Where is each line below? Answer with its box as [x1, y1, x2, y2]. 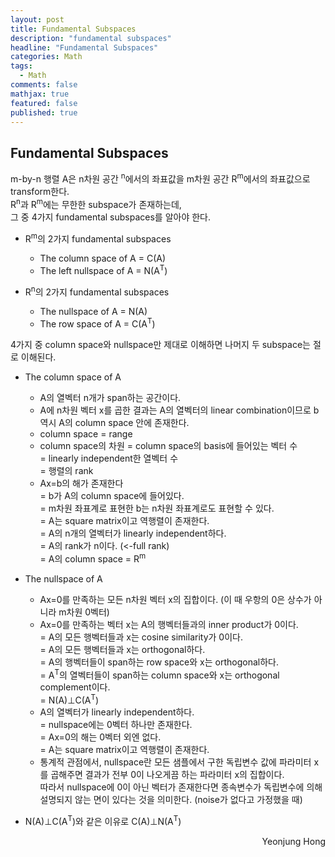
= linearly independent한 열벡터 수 [39, 452, 179, 465]
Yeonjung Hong [261, 835, 326, 847]
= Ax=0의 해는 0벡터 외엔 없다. [39, 731, 162, 743]
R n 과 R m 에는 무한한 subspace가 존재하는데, [10, 196, 182, 210]
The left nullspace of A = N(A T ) [39, 263, 168, 276]
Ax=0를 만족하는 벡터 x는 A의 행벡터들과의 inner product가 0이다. [39, 618, 299, 630]
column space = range [39, 428, 133, 440]
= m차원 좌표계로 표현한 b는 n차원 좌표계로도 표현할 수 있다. [39, 502, 275, 515]
